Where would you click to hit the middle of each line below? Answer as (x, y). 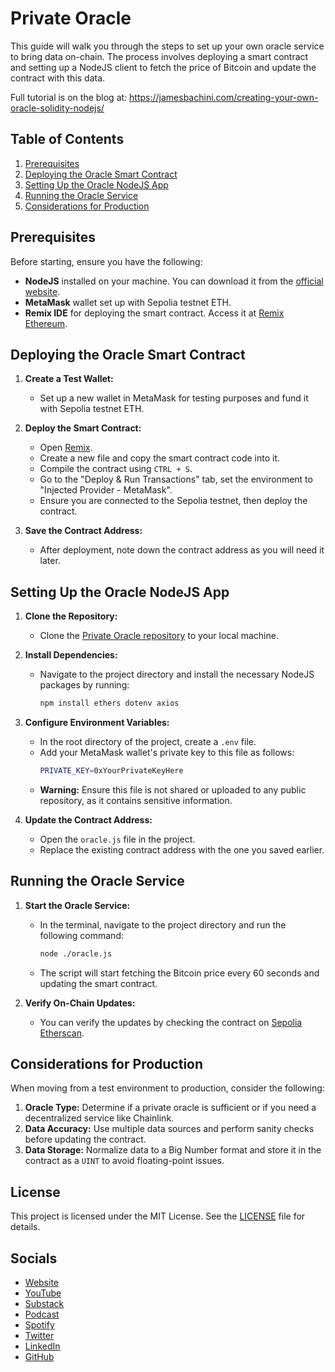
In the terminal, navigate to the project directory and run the (163, 924)
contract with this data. (58, 78)
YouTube (43, 1293)
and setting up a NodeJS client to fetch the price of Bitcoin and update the (163, 67)
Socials (34, 1258)
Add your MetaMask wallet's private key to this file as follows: (167, 753)
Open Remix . (66, 448)
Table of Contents (67, 139)
